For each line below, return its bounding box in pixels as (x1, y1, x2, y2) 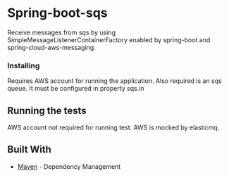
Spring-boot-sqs (7, 5, 108, 21)
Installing (7, 61, 40, 70)
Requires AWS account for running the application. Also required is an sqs (7, 77, 222, 85)
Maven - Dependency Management (17, 162, 121, 170)
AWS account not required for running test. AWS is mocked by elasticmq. (7, 123, 220, 132)
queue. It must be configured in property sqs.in (7, 84, 144, 93)
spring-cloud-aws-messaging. (7, 43, 97, 51)
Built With (7, 144, 51, 155)
